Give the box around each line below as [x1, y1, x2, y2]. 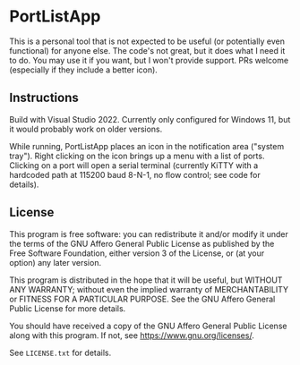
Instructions [9, 90, 79, 106]
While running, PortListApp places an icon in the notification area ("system [9, 140, 285, 151]
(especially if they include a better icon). [9, 64, 159, 75]
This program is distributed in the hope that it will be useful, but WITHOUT [9, 275, 283, 285]
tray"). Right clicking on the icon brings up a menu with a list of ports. [9, 150, 265, 161]
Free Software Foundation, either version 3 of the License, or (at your [9, 248, 265, 259]
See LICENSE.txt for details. [9, 347, 112, 358]
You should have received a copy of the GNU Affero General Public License [9, 320, 287, 331]
